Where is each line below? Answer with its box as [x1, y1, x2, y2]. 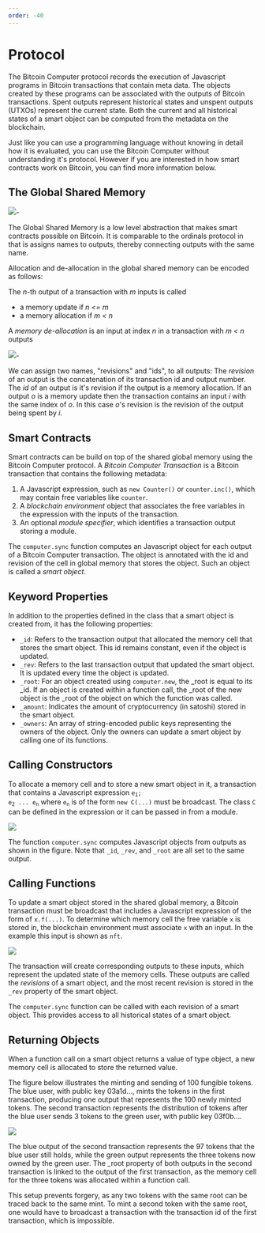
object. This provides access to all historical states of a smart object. [8, 1010, 232, 1020]
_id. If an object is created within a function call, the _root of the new [19, 685, 243, 694]
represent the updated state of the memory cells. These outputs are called [8, 970, 250, 979]
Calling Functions [8, 876, 96, 890]
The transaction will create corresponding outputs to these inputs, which [8, 962, 244, 971]
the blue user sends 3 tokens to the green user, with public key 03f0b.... [8, 1112, 242, 1121]
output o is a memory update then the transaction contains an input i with [8, 391, 247, 401]
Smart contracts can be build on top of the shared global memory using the [8, 452, 253, 462]
